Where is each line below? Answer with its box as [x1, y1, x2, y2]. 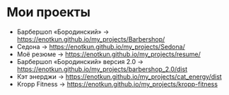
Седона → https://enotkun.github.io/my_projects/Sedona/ [16, 42, 185, 51]
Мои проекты [6, 4, 91, 20]
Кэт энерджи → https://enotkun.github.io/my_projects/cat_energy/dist [16, 72, 222, 81]
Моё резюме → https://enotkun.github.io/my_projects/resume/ [16, 50, 201, 58]
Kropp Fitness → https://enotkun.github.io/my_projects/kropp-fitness [16, 80, 218, 88]
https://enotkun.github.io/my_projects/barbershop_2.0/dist [16, 65, 188, 73]
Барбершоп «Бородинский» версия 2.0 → [16, 57, 144, 65]
